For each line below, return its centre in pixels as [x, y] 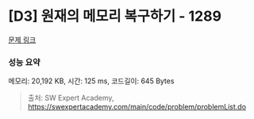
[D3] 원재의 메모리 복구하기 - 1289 [115, 16]
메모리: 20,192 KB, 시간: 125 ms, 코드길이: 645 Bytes [91, 81]
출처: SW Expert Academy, [71, 98]
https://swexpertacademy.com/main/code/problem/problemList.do [137, 107]
